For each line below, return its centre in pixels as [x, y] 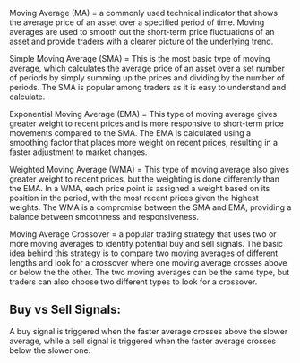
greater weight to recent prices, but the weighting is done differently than [145, 179]
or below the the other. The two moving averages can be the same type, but [150, 272]
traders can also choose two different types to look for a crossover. [133, 282]
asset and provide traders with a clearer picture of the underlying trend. [141, 41]
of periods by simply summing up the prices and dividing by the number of [147, 78]
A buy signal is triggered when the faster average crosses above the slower [149, 331]
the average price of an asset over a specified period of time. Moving [137, 22]
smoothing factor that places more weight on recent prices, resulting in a [144, 143]
